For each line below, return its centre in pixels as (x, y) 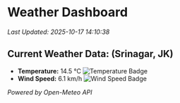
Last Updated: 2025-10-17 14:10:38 (59, 32)
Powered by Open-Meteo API (50, 92)
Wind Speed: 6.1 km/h (50, 78)
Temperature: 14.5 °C (49, 71)
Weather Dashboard (68, 12)
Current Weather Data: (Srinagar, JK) (91, 54)
